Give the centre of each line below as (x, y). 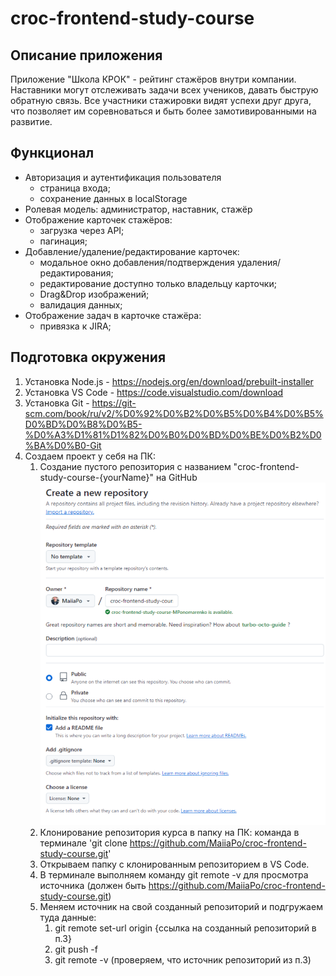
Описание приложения (86, 55)
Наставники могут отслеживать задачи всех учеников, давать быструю (164, 90)
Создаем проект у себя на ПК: (90, 456)
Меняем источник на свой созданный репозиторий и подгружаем (181, 906)
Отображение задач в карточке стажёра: (113, 315)
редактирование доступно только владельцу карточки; (158, 283)
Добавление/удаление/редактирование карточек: (132, 251)
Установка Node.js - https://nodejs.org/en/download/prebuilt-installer (169, 381)
